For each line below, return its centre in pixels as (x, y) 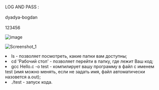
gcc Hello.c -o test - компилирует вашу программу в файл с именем (83, 67)
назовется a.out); (23, 77)
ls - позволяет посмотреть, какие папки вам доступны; (69, 56)
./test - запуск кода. (32, 82)
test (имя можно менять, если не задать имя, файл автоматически (75, 72)
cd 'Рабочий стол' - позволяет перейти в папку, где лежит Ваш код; (82, 61)
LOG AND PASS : (22, 7)
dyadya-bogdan (21, 17)
